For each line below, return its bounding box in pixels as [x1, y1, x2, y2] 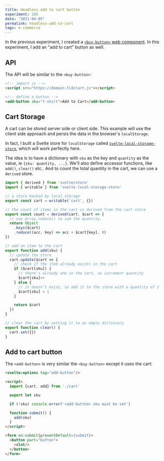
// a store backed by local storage [5, 194, 80, 199]
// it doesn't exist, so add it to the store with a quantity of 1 [18, 285, 160, 289]
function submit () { [9, 410, 52, 415]
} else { [14, 280, 32, 285]
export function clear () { [5, 325, 60, 330]
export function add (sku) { [5, 248, 63, 253]
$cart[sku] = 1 [18, 289, 50, 294]
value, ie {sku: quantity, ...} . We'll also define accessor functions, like [5, 160, 153, 166]
